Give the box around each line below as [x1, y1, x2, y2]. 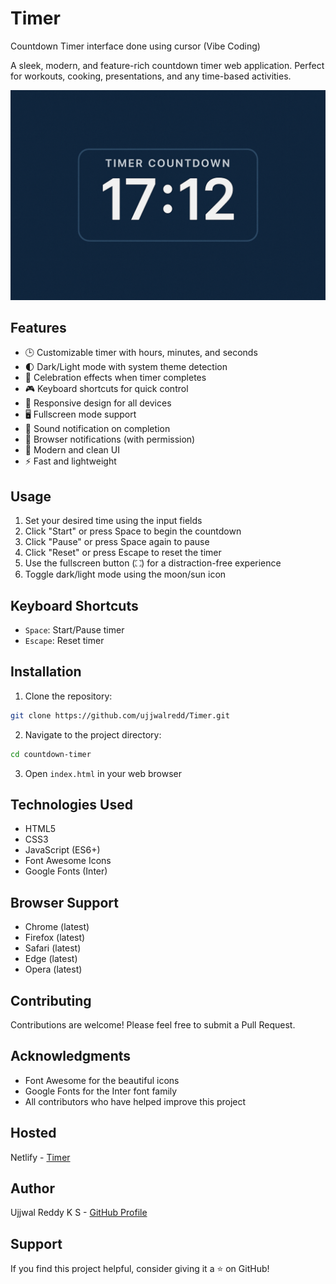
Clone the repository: [24, 690, 113, 702]
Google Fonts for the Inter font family [24, 1085, 178, 1097]
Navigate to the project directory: [24, 728, 162, 741]
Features [10, 320, 67, 336]
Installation [10, 663, 82, 681]
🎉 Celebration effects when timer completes [24, 372, 207, 384]
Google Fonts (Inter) [24, 865, 108, 877]
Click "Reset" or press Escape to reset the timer [24, 547, 222, 559]
